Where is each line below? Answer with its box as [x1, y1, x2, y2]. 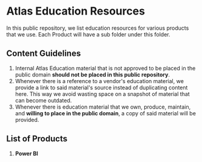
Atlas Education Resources [6, 4, 146, 18]
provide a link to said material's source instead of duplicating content [15, 84, 188, 91]
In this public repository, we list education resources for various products [6, 24, 189, 32]
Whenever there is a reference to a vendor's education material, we [15, 77, 184, 84]
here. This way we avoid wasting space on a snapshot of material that [15, 90, 190, 98]
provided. [15, 116, 39, 123]
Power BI [15, 150, 38, 157]
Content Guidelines [6, 49, 81, 59]
